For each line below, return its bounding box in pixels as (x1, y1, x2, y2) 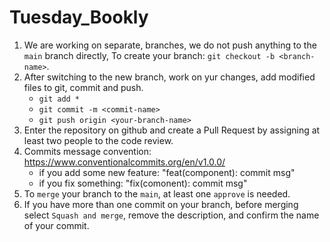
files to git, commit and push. (23, 81, 144, 93)
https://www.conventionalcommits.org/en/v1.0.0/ (23, 156, 226, 168)
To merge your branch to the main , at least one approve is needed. (23, 187, 291, 200)
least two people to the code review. (23, 134, 174, 146)
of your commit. (23, 219, 90, 231)
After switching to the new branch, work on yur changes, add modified (23, 71, 316, 83)
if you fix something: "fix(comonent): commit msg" (38, 177, 248, 189)
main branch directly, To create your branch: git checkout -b (23, 49, 276, 61)
